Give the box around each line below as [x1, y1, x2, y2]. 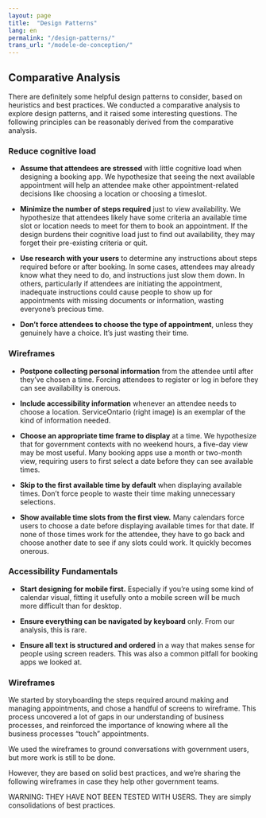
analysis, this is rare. [19, 625, 87, 634]
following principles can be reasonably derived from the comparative [8, 117, 234, 127]
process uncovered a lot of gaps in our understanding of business [8, 712, 225, 722]
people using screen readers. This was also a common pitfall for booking [19, 649, 258, 658]
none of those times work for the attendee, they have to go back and [19, 529, 245, 539]
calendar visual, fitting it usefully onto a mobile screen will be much [19, 592, 241, 602]
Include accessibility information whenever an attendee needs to [19, 399, 237, 408]
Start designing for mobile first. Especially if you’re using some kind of [19, 584, 254, 594]
